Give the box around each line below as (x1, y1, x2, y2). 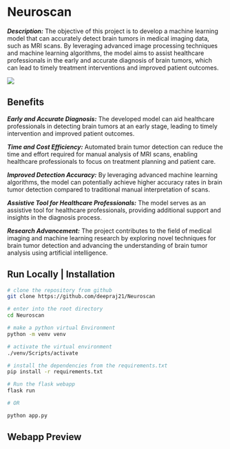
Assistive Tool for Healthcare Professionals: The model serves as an (7, 198, 207, 207)
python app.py (7, 412, 48, 419)
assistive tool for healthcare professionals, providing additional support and (7, 206, 222, 214)
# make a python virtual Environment (7, 324, 116, 331)
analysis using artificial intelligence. (7, 249, 108, 257)
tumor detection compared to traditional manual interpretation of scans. (7, 185, 210, 194)
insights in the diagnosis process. (7, 213, 102, 221)
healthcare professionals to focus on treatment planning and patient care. (7, 157, 216, 165)
